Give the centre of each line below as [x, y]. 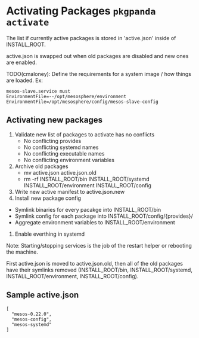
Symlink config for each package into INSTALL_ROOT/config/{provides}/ [104, 216]
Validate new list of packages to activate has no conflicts [85, 134]
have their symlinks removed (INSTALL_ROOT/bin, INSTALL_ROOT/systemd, [99, 270]
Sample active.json [43, 295]
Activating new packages [55, 120]
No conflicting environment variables [69, 160]
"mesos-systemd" [32, 324]
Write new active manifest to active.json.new [70, 191]
